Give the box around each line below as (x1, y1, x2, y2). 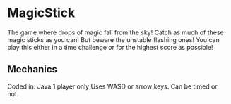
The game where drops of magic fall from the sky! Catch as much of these (7, 28, 224, 37)
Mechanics (7, 63, 58, 75)
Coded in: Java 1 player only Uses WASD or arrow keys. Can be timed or (7, 82, 218, 91)
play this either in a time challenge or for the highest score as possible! (7, 43, 213, 51)
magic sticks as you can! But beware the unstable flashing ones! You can (7, 35, 220, 44)
